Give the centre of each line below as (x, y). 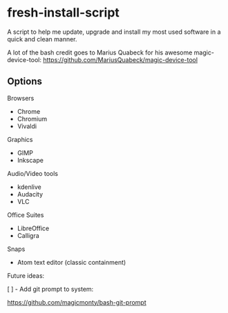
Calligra (28, 235)
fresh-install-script (63, 13)
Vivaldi (27, 126)
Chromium (32, 119)
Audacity (30, 194)
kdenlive (29, 187)
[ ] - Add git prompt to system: (50, 289)
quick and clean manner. (42, 39)
